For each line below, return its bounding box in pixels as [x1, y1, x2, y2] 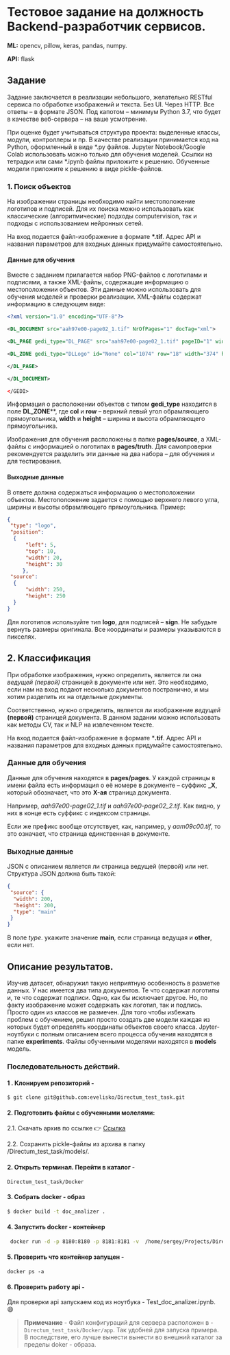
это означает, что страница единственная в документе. [7, 829, 170, 838]
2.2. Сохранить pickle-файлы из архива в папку [7, 1140, 146, 1148]
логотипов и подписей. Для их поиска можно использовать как [7, 205, 194, 213]
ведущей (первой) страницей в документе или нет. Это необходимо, [7, 678, 209, 686]
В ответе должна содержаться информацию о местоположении [7, 488, 195, 497]
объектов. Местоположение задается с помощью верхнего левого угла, [7, 495, 220, 503]
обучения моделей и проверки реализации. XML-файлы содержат [7, 293, 202, 301]
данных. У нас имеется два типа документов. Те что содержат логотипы [7, 986, 220, 994]
